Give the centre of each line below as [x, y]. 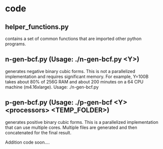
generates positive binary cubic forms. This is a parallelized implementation [82, 122]
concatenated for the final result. [38, 132]
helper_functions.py [37, 27]
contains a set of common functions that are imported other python [73, 38]
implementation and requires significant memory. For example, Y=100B [77, 76]
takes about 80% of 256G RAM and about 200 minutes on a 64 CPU [74, 81]
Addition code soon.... [28, 142]
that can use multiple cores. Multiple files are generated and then [71, 127]
